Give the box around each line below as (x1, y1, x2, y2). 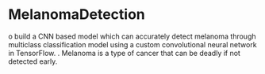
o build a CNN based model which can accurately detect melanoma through (8, 31, 256, 41)
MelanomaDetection (8, 6, 145, 24)
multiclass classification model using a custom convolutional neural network (8, 39, 257, 49)
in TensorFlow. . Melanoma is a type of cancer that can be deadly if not (8, 48, 240, 57)
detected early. (8, 57, 58, 66)
